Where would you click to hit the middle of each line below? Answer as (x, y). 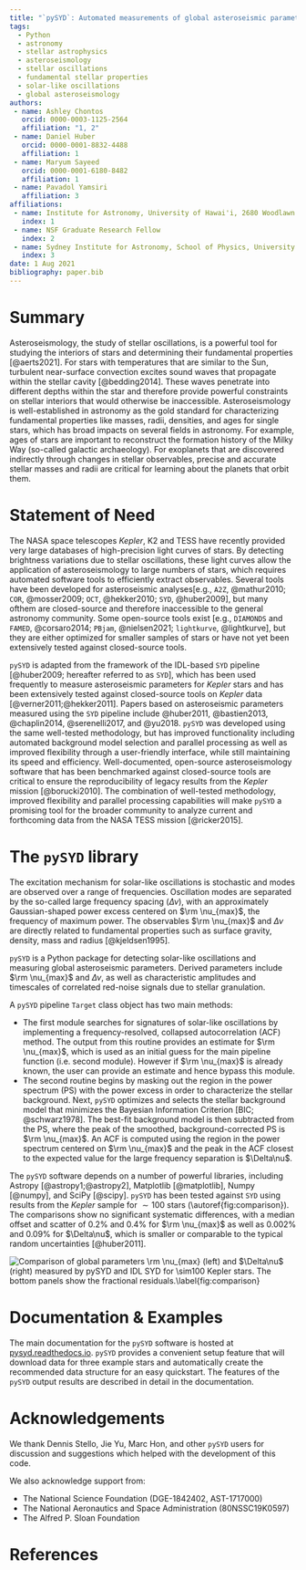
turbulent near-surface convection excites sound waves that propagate (143, 371)
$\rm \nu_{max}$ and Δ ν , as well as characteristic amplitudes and (133, 977)
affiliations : (36, 205)
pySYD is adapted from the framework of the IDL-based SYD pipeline (135, 665)
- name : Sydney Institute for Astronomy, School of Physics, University (154, 247)
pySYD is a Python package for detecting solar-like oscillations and (133, 958)
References (54, 1554)
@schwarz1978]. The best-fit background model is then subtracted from (158, 1119)
